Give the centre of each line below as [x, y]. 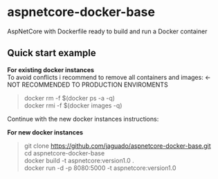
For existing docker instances [51, 69]
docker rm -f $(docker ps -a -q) [70, 98]
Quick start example [52, 53]
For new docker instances [45, 132]
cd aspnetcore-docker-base [64, 153]
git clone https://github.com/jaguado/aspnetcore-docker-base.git [117, 146]
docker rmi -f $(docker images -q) [73, 105]
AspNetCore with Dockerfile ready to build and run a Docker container [107, 31]
